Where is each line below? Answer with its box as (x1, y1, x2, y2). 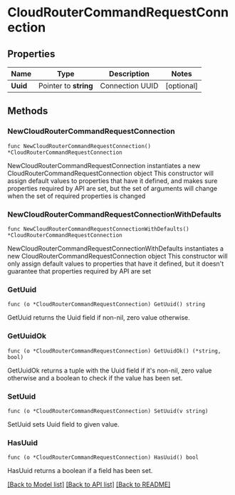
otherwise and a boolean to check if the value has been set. (7, 373, 183, 382)
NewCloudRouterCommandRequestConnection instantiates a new (7, 161, 201, 170)
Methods (7, 105, 48, 118)
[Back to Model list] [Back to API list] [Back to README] (7, 480, 171, 489)
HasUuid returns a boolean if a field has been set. (7, 467, 153, 475)
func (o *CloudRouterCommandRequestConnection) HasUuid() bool (7, 454, 199, 462)
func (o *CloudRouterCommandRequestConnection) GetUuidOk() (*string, (7, 347, 221, 355)
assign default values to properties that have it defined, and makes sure (7, 176, 218, 185)
